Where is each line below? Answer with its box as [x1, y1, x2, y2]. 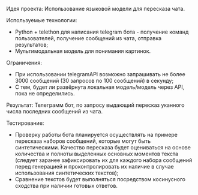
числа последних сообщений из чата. [6, 108, 103, 115]
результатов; [14, 41, 49, 48]
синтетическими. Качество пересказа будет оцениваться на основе [14, 144, 191, 151]
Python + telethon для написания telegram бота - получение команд [14, 28, 189, 35]
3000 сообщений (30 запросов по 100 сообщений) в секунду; [14, 77, 174, 84]
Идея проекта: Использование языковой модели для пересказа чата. [6, 5, 185, 12]
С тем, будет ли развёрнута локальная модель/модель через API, [14, 83, 185, 91]
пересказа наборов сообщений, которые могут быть [14, 137, 151, 145]
